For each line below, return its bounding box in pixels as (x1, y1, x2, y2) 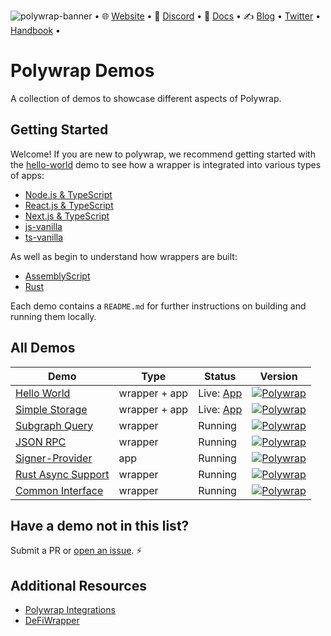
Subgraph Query (15, 418, 94, 432)
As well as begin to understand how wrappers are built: (10, 250, 238, 262)
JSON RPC (15, 435, 67, 449)
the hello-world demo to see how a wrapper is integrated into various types (10, 158, 322, 170)
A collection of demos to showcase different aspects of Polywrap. (10, 92, 282, 104)
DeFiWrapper (24, 615, 80, 627)
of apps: (10, 169, 45, 181)
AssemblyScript (24, 270, 91, 282)
